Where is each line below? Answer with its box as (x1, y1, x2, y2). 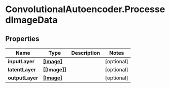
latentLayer (8, 66, 37, 73)
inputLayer (8, 58, 35, 65)
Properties (5, 34, 40, 43)
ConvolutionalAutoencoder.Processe (5, 4, 165, 15)
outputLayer (8, 74, 39, 81)
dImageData (5, 14, 58, 26)
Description (71, 50, 100, 56)
